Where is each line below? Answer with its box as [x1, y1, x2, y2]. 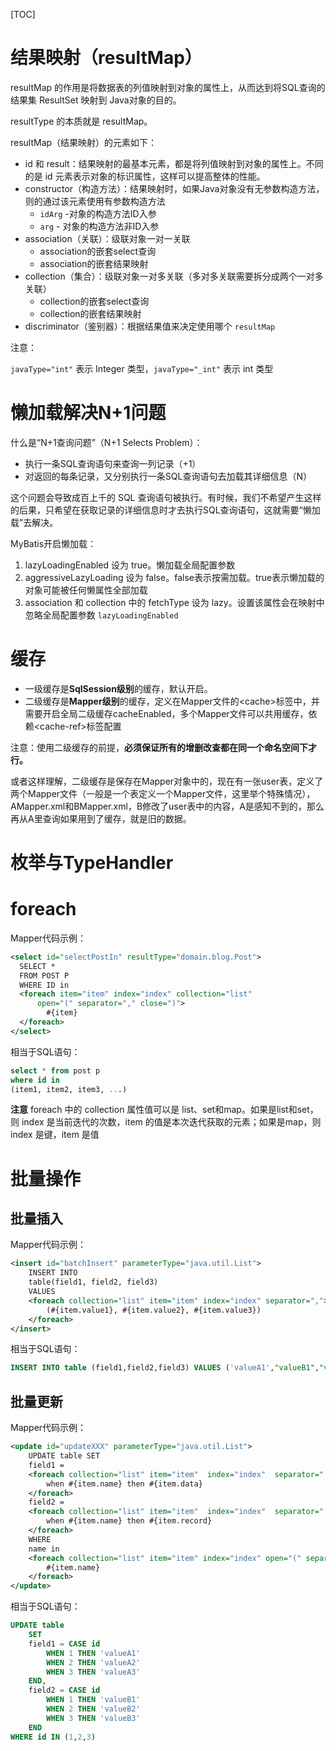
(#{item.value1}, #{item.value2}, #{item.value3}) [46, 1305, 262, 1315]
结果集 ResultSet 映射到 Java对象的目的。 [10, 94, 182, 106]
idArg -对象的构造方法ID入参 [39, 207, 157, 219]
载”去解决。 [10, 516, 59, 528]
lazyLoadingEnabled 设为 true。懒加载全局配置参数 [24, 559, 236, 571]
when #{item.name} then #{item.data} [46, 1479, 203, 1489]
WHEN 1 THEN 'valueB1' [46, 1695, 141, 1705]
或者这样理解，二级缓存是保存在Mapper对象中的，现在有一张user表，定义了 [10, 775, 324, 787]
